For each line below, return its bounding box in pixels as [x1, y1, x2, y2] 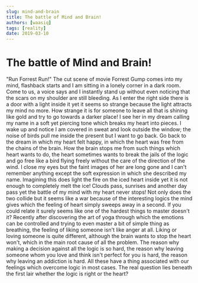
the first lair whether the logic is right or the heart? [6, 270, 129, 278]
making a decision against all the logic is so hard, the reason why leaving [6, 245, 184, 252]
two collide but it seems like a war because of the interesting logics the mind [6, 195, 193, 202]
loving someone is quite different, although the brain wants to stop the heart [6, 233, 191, 240]
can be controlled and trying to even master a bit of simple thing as [6, 220, 170, 227]
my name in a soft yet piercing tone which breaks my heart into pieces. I [6, 119, 181, 127]
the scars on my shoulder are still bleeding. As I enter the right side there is [6, 95, 189, 102]
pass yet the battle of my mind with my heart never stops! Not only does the [6, 188, 191, 196]
